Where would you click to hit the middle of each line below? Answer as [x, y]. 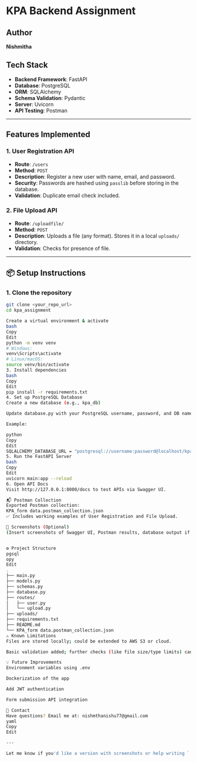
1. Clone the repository [39, 293]
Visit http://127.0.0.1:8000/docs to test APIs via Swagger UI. [86, 489]
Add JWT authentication [35, 689]
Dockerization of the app [38, 679]
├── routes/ [21, 597]
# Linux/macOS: [25, 359]
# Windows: [19, 348]
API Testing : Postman [41, 111]
